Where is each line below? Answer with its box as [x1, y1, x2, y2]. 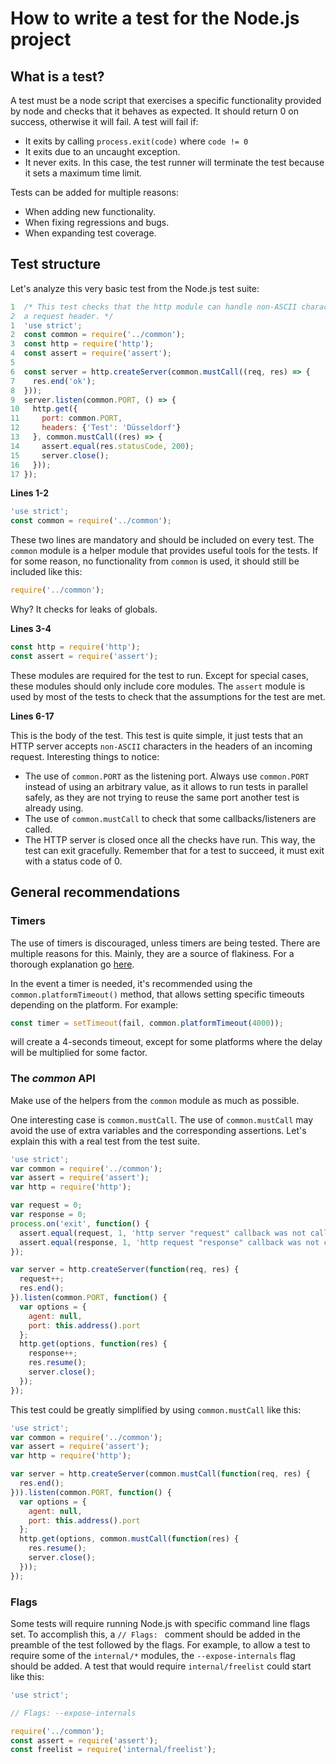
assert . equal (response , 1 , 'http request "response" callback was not [19, 1237, 320, 1247]
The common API [10, 1072, 96, 1086]
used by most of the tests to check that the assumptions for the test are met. [10, 690, 326, 702]
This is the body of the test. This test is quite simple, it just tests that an [10, 729, 303, 741]
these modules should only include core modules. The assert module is [10, 680, 306, 692]
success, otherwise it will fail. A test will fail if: [10, 116, 199, 127]
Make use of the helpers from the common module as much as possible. [10, 1094, 300, 1106]
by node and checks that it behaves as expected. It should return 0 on [10, 105, 299, 117]
